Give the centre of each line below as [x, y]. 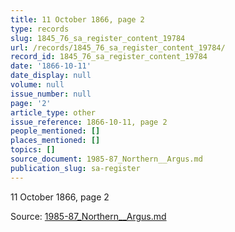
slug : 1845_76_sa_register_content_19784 [98, 38]
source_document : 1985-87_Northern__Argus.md [106, 159]
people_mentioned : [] [55, 131]
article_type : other [53, 112]
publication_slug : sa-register [75, 168]
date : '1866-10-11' [51, 66]
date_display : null [51, 76]
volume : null [37, 85]
